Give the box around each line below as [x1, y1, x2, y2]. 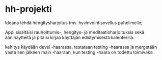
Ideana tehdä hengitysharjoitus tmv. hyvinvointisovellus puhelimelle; [5, 20, 143, 26]
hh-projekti [5, 3, 52, 15]
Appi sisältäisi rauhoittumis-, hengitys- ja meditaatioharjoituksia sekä [5, 29, 145, 35]
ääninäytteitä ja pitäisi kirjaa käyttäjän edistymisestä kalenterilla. [5, 34, 135, 40]
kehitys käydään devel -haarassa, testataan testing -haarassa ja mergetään [5, 44, 157, 50]
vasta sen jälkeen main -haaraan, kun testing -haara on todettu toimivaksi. [5, 49, 155, 55]
